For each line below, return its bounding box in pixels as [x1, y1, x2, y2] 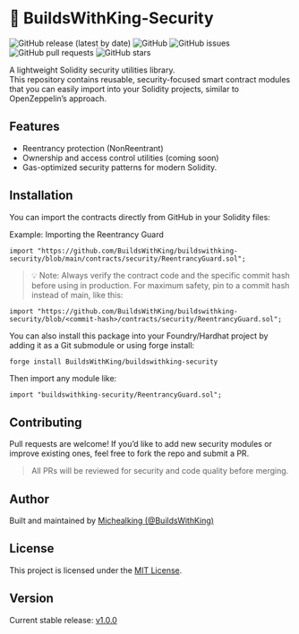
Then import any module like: [9, 373, 117, 384]
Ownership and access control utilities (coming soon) [21, 152, 219, 163]
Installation [9, 188, 73, 203]
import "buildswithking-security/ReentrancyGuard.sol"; [9, 390, 222, 399]
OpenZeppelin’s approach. [9, 93, 107, 104]
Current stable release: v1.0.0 [9, 614, 118, 625]
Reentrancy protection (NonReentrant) [21, 142, 164, 153]
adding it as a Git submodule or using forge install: [9, 339, 195, 350]
